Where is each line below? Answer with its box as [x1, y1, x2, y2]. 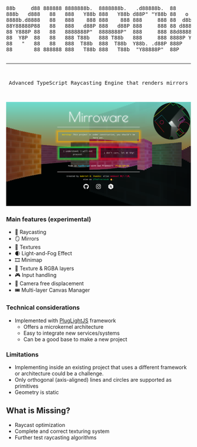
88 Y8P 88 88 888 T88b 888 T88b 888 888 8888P [6, 35, 186, 41]
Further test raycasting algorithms [14, 433, 97, 441]
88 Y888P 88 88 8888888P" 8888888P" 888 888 [6, 29, 167, 35]
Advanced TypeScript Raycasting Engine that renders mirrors [8, 79, 189, 86]
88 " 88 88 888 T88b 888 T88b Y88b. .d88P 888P [6, 41, 183, 46]
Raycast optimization [14, 421, 66, 428]
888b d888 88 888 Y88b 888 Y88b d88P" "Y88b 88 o [6, 11, 189, 17]
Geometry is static [14, 388, 59, 396]
